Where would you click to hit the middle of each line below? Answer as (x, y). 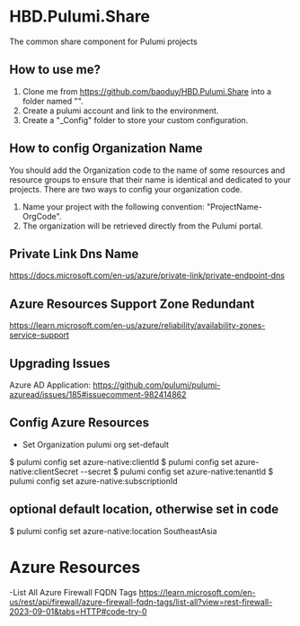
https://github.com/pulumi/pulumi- (157, 385)
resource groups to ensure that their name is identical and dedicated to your (150, 179)
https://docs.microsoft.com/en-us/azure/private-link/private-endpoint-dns (147, 275)
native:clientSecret (44, 471)
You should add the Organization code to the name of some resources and (147, 170)
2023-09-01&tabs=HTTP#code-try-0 (78, 611)
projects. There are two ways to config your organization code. (126, 189)
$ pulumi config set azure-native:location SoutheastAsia (113, 531)
